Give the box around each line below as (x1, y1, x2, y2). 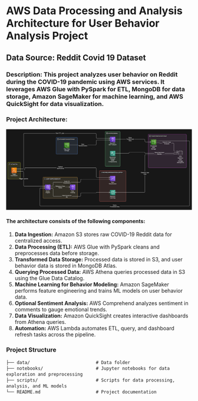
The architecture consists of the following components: (6, 218, 146, 225)
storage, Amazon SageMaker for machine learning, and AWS (6, 92, 184, 101)
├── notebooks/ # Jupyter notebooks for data (6, 366, 170, 372)
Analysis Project (6, 29, 88, 42)
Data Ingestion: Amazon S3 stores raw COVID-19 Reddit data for (14, 231, 173, 238)
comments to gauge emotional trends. (14, 306, 107, 313)
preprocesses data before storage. (14, 250, 100, 257)
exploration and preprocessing (6, 372, 83, 377)
